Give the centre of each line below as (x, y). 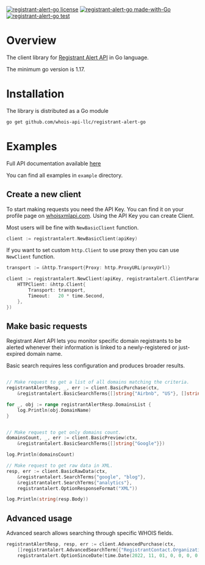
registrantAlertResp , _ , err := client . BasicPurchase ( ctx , (83, 388)
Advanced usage (39, 518)
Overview (31, 41)
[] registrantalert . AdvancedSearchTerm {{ (69, 550)
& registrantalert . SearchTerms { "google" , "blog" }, (82, 477)
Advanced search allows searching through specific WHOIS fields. (90, 533)
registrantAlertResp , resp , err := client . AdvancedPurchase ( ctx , (91, 544)
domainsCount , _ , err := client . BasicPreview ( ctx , (72, 438)
